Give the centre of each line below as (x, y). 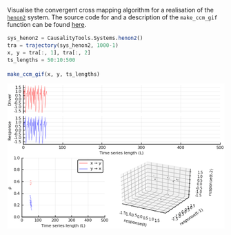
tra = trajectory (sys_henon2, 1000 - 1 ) (63, 45)
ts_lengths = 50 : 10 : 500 (41, 60)
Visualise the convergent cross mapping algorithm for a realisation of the (110, 10)
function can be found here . (47, 24)
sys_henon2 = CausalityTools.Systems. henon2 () (75, 38)
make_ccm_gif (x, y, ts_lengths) (53, 74)
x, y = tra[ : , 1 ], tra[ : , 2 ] (49, 52)
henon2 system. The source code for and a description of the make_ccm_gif (112, 17)
